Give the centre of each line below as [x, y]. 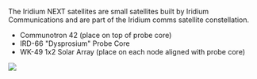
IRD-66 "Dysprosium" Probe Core [75, 43]
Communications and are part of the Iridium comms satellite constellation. [129, 20]
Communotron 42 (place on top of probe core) [96, 35]
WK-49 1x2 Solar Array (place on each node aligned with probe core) [132, 52]
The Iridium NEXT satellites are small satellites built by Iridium [109, 11]
